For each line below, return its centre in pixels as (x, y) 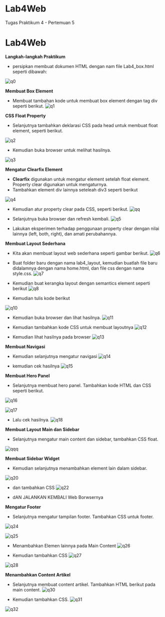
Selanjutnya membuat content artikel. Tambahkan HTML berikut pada (84, 584)
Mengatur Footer (23, 507)
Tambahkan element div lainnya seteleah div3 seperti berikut (75, 189)
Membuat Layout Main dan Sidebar (42, 429)
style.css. (22, 273)
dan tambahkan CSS (33, 487)
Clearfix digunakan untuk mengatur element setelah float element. (81, 179)
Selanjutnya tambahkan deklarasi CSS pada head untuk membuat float (85, 125)
